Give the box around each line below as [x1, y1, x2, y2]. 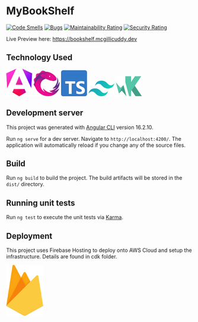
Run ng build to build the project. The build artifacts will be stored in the [6, 174, 183, 182]
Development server [6, 108, 84, 118]
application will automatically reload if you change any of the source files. [6, 141, 186, 149]
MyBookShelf [6, 4, 75, 18]
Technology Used [6, 52, 73, 63]
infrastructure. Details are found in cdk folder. [6, 253, 117, 260]
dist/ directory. [6, 181, 44, 188]
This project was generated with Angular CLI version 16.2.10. [6, 124, 154, 131]
